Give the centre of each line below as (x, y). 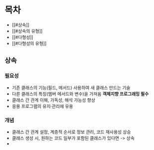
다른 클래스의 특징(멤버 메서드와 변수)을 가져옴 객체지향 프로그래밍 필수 (80, 94)
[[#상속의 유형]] (27, 31)
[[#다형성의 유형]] (29, 43)
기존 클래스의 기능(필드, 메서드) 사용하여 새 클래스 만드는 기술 (71, 88)
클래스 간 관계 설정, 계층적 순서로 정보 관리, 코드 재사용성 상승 (71, 132)
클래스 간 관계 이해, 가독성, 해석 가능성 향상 (53, 100)
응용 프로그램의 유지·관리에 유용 (42, 106)
